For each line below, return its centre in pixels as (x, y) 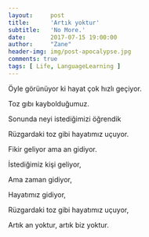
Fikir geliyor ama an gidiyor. (53, 149)
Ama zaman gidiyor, (40, 179)
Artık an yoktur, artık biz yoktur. (59, 224)
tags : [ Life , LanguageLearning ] (65, 66)
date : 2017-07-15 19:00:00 (63, 37)
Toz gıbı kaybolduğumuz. (49, 103)
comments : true (33, 59)
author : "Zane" (40, 45)
